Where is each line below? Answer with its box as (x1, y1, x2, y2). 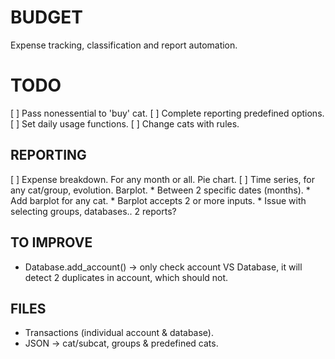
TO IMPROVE (10, 234, 93, 251)
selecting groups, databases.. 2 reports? (10, 205, 177, 217)
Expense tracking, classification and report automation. (10, 39, 238, 51)
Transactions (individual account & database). (24, 327, 215, 339)
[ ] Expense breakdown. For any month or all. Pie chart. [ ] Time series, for (10, 173, 315, 185)
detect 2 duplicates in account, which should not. (24, 271, 229, 283)
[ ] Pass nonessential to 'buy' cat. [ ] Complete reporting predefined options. (10, 107, 325, 119)
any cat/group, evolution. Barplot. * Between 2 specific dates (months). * (10, 184, 311, 196)
